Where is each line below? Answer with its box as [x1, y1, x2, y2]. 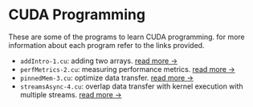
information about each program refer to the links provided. [8, 40, 205, 50]
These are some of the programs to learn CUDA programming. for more [8, 32, 245, 42]
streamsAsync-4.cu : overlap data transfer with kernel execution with [19, 81, 243, 91]
